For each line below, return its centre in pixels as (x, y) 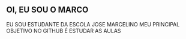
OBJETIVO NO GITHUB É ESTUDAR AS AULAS (64, 31)
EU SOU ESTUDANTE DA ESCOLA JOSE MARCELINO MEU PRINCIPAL (93, 24)
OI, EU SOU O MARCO (47, 10)
